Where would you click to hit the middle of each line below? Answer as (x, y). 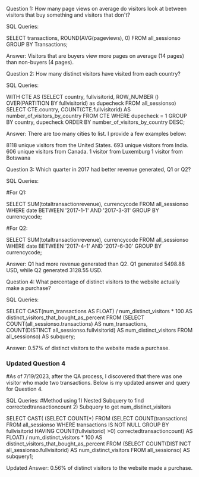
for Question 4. (25, 389)
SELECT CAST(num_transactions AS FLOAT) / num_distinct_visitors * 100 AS (99, 311)
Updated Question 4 (36, 363)
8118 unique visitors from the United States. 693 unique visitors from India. (97, 145)
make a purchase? (29, 288)
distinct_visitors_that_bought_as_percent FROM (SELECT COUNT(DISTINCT (99, 444)
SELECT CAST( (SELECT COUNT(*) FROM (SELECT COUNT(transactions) (97, 419)
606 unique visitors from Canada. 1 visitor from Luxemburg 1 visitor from (94, 152)
